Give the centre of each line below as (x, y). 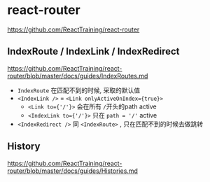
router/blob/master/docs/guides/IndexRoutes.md (78, 76)
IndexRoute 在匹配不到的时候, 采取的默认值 (79, 90)
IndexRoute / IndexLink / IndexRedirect (93, 51)
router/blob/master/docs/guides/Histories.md (73, 171)
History (24, 147)
